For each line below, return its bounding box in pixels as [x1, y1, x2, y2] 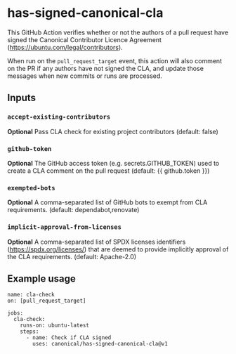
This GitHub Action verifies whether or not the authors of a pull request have [7, 28, 229, 37]
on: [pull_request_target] [7, 297, 86, 305]
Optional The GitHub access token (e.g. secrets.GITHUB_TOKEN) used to [7, 159, 220, 167]
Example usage [7, 273, 76, 284]
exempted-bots [7, 184, 55, 192]
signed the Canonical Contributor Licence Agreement [7, 35, 162, 44]
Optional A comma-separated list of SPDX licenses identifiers [7, 237, 186, 246]
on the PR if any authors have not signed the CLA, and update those [7, 64, 204, 72]
